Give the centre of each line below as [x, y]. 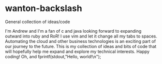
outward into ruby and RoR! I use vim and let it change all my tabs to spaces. [81, 36]
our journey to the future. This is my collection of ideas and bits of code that [81, 46]
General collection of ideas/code [37, 22]
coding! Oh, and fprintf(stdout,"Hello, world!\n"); [53, 56]
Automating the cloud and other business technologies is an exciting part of [81, 41]
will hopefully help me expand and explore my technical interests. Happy [77, 51]
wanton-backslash [44, 8]
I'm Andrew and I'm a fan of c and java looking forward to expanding [73, 31]
